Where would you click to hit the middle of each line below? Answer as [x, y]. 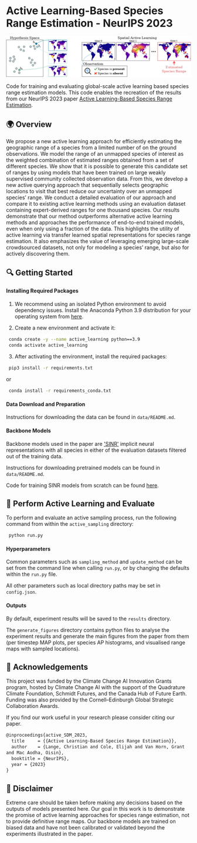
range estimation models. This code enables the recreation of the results [94, 93]
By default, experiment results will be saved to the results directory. [89, 619]
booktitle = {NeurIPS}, [40, 759]
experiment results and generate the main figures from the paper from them [98, 636]
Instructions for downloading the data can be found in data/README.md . [91, 417]
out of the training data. [35, 456]
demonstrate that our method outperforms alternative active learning [89, 216]
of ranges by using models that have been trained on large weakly [86, 172]
